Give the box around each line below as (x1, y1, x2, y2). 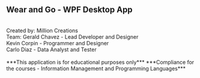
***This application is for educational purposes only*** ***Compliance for (6, 58, 195, 65)
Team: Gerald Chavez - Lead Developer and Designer (6, 33, 139, 40)
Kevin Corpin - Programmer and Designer (6, 39, 109, 46)
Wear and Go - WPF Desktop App (6, 5, 133, 15)
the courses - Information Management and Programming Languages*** (6, 65, 186, 72)
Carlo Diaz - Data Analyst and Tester (6, 46, 97, 53)
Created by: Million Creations (6, 27, 78, 34)
